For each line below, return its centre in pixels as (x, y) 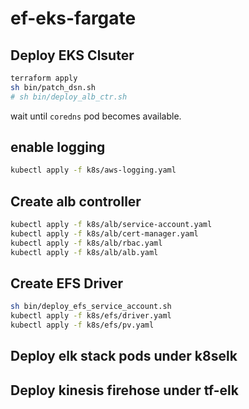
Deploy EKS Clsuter (72, 55)
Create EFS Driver (67, 283)
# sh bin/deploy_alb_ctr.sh (69, 97)
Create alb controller (76, 201)
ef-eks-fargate (73, 18)
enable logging (58, 147)
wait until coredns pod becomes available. (96, 116)
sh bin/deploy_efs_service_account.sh (91, 307)
